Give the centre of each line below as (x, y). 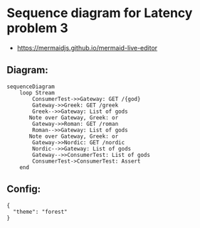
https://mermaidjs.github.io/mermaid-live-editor (87, 48)
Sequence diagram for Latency (100, 13)
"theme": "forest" (41, 212)
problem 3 (37, 28)
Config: (23, 189)
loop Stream (37, 93)
